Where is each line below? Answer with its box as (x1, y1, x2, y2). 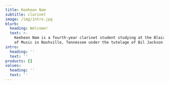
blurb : (5, 21, 19, 26)
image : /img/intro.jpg (5, 16, 53, 21)
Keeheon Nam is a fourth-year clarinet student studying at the (14, 35, 152, 40)
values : (5, 63, 22, 68)
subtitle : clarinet (5, 12, 46, 17)
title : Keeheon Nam (5, 7, 46, 12)
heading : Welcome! (10, 26, 49, 31)
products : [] (5, 58, 33, 63)
